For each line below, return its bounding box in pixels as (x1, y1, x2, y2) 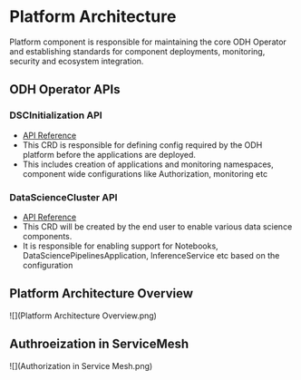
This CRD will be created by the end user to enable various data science (22, 220, 293, 232)
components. (22, 230, 73, 241)
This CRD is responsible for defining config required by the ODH (22, 139, 263, 151)
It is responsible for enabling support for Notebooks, (22, 240, 219, 251)
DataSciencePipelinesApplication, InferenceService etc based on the (22, 249, 280, 260)
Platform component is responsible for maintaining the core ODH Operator (9, 36, 287, 47)
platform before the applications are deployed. (22, 149, 197, 160)
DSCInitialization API (9, 109, 102, 122)
